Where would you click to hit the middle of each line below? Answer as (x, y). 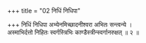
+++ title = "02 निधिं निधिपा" (44, 11)
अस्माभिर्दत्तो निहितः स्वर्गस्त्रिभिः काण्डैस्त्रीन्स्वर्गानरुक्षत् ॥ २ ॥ (73, 32)
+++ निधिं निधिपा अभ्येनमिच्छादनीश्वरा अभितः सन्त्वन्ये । (70, 25)
